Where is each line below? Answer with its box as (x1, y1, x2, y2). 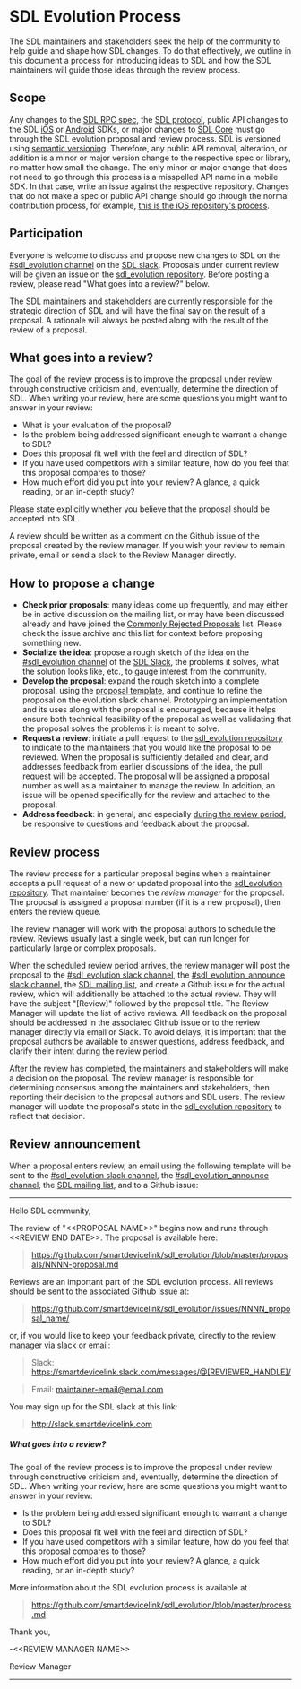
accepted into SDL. (9, 513, 81, 524)
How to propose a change (9, 575, 155, 590)
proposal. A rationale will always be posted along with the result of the (9, 315, 269, 325)
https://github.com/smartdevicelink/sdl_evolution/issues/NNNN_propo (30, 1303, 291, 1314)
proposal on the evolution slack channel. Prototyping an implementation (21, 694, 288, 705)
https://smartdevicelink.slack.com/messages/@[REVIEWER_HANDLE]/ (30, 1366, 291, 1377)
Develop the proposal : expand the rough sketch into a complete (21, 676, 260, 686)
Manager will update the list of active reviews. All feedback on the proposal (9, 1008, 287, 1018)
